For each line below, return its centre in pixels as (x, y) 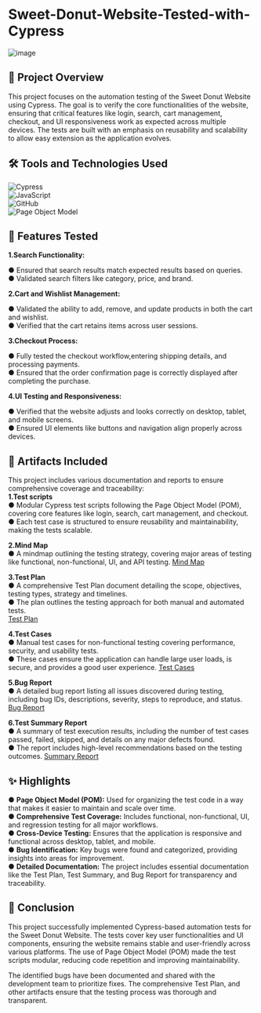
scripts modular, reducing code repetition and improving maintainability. (124, 960)
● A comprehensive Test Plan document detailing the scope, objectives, (125, 585)
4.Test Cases (30, 634)
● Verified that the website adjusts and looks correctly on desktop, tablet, (127, 412)
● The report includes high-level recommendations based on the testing (125, 748)
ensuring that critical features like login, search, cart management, (115, 113)
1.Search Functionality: (47, 255)
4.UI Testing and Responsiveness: (65, 396)
